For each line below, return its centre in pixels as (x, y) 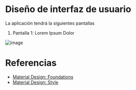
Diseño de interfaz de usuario (68, 9)
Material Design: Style (36, 82)
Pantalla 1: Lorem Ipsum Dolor (43, 33)
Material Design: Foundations (43, 77)
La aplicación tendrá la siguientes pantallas (50, 23)
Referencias (31, 63)
